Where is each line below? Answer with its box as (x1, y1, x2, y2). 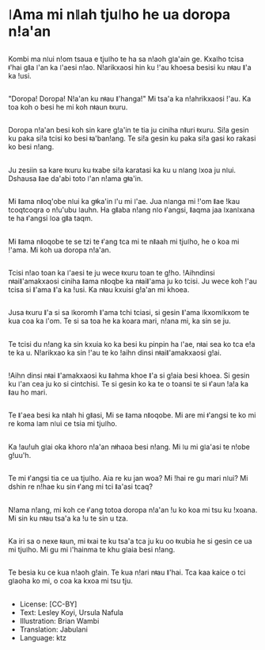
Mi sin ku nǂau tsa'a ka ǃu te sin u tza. (8, 513, 128, 523)
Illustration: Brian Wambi (19, 616, 100, 625)
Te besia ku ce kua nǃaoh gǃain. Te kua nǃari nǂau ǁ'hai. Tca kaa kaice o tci (8, 567, 246, 577)
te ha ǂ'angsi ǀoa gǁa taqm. (8, 213, 93, 223)
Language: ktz (19, 633, 67, 642)
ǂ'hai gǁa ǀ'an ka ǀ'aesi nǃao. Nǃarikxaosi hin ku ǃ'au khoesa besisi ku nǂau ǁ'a (8, 62, 252, 72)
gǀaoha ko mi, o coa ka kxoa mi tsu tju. (8, 576, 133, 586)
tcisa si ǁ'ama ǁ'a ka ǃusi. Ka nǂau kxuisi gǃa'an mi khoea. (8, 284, 190, 294)
